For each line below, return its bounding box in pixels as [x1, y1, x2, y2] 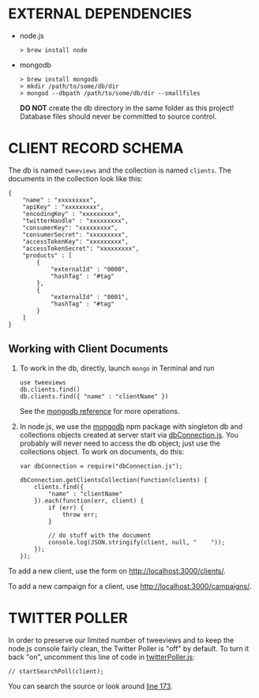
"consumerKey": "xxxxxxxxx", [22, 223, 118, 232]
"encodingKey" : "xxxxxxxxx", [22, 210, 122, 218]
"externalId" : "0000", [50, 265, 129, 273]
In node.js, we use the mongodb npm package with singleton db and [19, 421, 243, 431]
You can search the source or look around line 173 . [8, 681, 173, 691]
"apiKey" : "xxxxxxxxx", [22, 203, 104, 211]
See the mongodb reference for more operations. [19, 406, 180, 415]
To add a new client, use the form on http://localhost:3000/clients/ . [8, 566, 227, 575]
